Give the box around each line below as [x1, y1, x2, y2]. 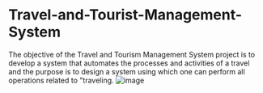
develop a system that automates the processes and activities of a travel [8, 58, 250, 68]
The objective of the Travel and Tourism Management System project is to [8, 49, 256, 59]
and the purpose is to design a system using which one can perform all [8, 66, 245, 76]
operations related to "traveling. [8, 75, 115, 85]
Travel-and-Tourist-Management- [8, 6, 243, 24]
